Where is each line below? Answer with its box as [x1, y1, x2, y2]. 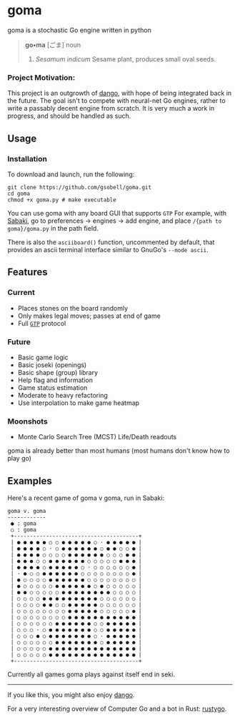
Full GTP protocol [17, 319, 66, 327]
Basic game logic [17, 353, 69, 361]
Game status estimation [17, 383, 88, 391]
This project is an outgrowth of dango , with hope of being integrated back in [7, 89, 232, 98]
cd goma [7, 190, 31, 197]
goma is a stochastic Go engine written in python [7, 26, 151, 34]
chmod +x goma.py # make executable [7, 196, 116, 204]
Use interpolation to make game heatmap [17, 399, 140, 407]
